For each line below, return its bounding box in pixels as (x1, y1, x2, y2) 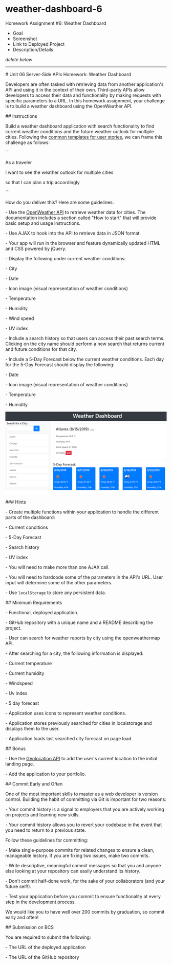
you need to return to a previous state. (5, 827, 86, 833)
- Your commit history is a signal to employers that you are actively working (5, 806, 165, 812)
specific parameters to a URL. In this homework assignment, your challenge (5, 97, 165, 103)
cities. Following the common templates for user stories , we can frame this (5, 134, 163, 140)
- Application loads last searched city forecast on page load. (5, 735, 133, 741)
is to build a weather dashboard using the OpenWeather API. (5, 103, 133, 109)
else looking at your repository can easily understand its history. (5, 868, 141, 874)
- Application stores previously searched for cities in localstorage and (5, 720, 152, 726)
